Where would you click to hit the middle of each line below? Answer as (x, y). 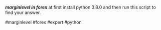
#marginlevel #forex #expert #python (43, 22)
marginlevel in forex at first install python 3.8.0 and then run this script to (80, 7)
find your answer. (23, 12)
